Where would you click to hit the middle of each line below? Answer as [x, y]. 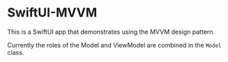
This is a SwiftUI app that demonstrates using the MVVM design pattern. [111, 32]
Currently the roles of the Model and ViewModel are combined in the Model [114, 45]
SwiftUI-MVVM [52, 13]
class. [16, 52]
